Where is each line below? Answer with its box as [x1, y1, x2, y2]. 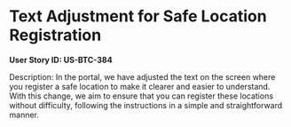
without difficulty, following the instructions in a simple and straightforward [9, 99, 283, 110]
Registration [9, 25, 102, 45]
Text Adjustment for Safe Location [9, 6, 268, 27]
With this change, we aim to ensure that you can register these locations [9, 91, 273, 101]
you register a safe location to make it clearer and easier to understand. [9, 81, 271, 91]
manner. [9, 109, 40, 120]
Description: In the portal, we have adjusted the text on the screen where [9, 71, 276, 82]
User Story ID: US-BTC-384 [9, 54, 113, 65]
